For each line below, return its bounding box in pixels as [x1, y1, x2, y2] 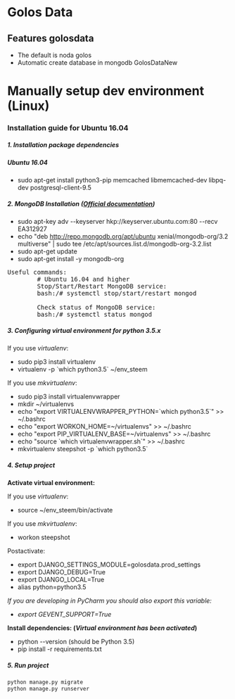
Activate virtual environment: [7, 479, 95, 487]
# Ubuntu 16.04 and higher [37, 275, 130, 284]
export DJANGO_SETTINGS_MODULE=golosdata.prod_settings [17, 560, 201, 569]
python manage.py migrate [7, 679, 83, 686]
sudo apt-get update [17, 247, 77, 256]
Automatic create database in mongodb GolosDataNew [17, 58, 178, 67]
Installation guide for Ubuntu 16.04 [7, 123, 129, 133]
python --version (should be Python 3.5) [17, 638, 135, 646]
